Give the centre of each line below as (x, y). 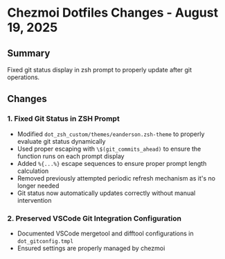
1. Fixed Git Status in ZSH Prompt (63, 119)
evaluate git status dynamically (61, 141)
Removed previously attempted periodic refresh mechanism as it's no (116, 178)
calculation (33, 171)
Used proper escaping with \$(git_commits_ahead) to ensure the (109, 149)
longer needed (38, 185)
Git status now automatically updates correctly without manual (106, 193)
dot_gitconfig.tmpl (45, 241)
